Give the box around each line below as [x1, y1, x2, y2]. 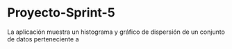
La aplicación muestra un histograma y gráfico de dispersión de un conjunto [7, 28, 226, 36]
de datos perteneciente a [7, 35, 79, 43]
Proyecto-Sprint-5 [7, 5, 116, 21]
